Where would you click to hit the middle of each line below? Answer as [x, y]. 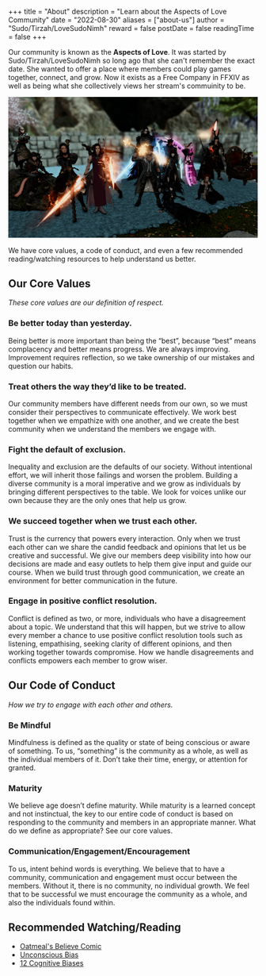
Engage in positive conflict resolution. [83, 601]
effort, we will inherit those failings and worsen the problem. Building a [123, 475]
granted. [22, 767]
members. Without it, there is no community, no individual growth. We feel [129, 886]
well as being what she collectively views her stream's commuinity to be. [127, 86]
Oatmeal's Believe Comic [61, 947]
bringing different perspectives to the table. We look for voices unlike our [127, 492]
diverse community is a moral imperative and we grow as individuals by [125, 484]
